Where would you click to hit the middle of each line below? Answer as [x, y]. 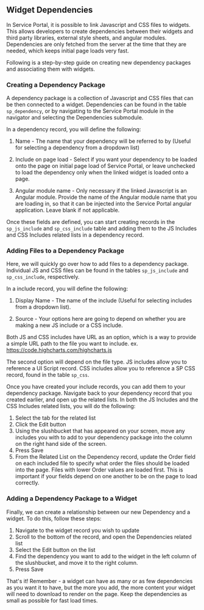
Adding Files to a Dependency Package [65, 251]
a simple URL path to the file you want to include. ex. [72, 343]
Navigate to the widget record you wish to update [77, 530]
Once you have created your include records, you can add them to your [96, 387]
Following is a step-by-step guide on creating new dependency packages [99, 62]
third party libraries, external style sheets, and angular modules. [86, 38]
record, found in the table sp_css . [48, 375]
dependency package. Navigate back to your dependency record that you [99, 393]
